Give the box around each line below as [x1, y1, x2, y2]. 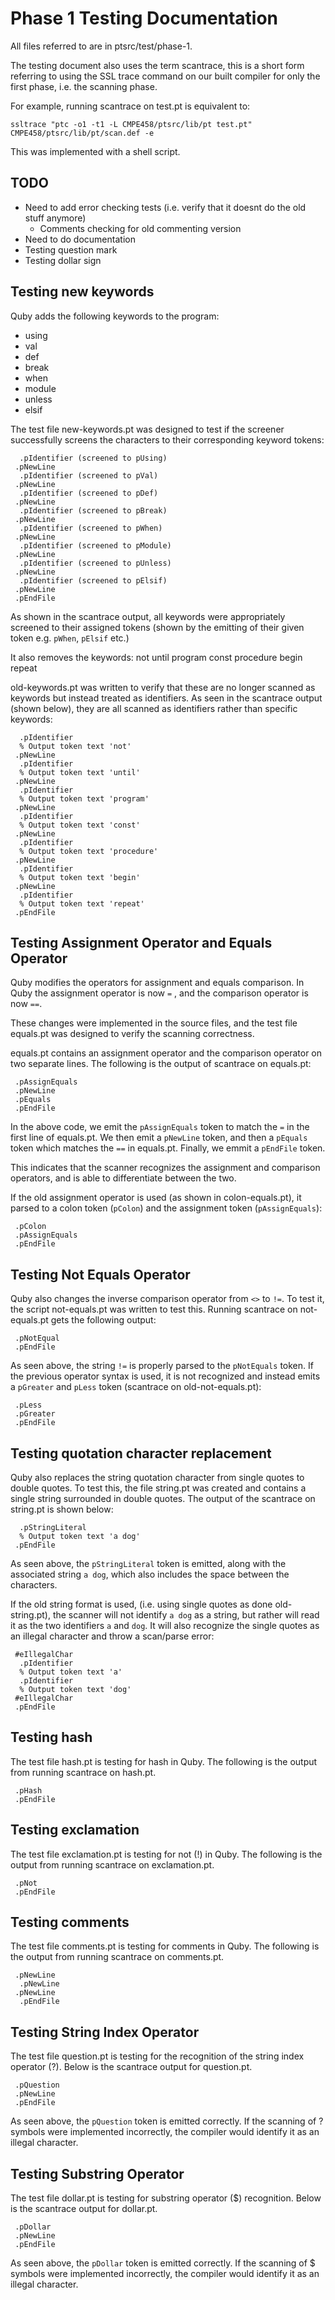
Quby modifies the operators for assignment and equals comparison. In [10, 977, 305, 989]
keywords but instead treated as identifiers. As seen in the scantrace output [10, 692, 323, 704]
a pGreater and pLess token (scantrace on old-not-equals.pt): [10, 1381, 262, 1393]
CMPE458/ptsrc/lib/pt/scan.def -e [10, 128, 155, 138]
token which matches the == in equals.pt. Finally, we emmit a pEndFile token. [10, 1142, 326, 1154]
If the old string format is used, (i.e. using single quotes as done [10, 1598, 273, 1610]
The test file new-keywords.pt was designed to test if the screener [10, 423, 285, 435]
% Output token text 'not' [19, 741, 132, 751]
